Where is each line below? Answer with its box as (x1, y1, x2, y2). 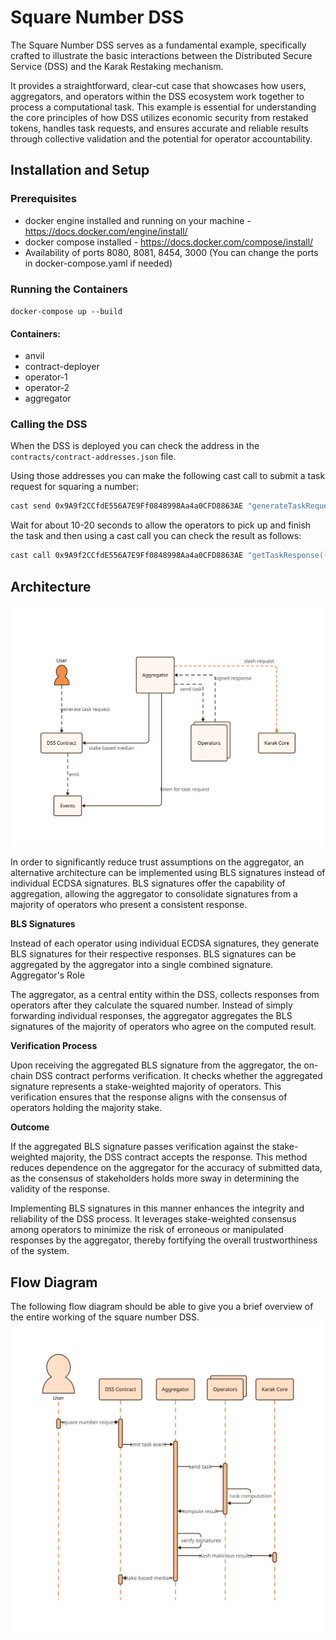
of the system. (10, 1245, 70, 1257)
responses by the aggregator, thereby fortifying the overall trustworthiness (10, 1234, 318, 1246)
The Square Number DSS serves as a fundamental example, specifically (10, 39, 307, 51)
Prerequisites (10, 192, 77, 206)
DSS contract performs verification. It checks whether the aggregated (34, 1070, 323, 1082)
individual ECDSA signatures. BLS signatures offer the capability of (10, 877, 286, 890)
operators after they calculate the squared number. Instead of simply (10, 999, 293, 1011)
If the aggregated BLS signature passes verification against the (10, 1141, 270, 1153)
